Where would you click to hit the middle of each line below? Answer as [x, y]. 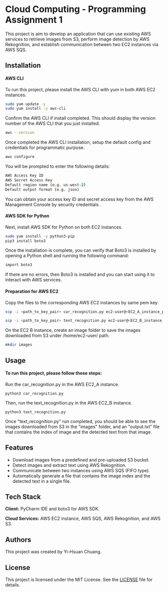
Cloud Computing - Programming [75, 9]
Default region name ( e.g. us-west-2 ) [45, 185]
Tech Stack [23, 497]
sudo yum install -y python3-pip [40, 236]
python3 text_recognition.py [35, 412]
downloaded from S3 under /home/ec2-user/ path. [57, 336]
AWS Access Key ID [24, 176]
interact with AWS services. [34, 280]
